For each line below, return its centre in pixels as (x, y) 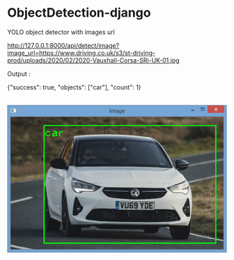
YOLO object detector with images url (61, 32)
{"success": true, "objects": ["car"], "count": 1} (74, 87)
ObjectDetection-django (79, 13)
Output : (19, 74)
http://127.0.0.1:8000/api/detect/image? (63, 45)
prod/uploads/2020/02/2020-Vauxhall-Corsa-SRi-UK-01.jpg (93, 60)
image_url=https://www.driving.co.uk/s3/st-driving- (81, 53)
